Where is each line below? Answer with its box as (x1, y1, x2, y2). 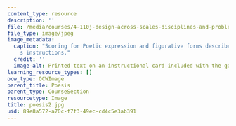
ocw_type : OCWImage (7, 75, 65, 83)
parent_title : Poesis (7, 82, 71, 89)
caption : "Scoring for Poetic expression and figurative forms (13, 43, 202, 50)
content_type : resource (7, 10, 77, 17)
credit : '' (13, 56, 46, 63)
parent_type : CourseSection (7, 88, 90, 95)
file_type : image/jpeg (7, 29, 74, 37)
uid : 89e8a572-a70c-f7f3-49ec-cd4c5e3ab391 (7, 108, 137, 115)
